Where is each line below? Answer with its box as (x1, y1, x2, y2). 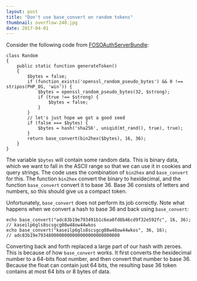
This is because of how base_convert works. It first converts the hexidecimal (6, 249, 192, 256)
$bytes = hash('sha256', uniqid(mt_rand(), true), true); (37, 125, 183, 131)
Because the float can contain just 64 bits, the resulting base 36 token (6, 261, 177, 269)
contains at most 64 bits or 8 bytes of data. (6, 268, 111, 275)
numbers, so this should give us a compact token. (6, 188, 127, 195)
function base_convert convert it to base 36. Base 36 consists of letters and (6, 182, 189, 189)
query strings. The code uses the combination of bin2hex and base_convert (6, 169, 189, 176)
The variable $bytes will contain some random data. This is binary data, (6, 156, 179, 163)
